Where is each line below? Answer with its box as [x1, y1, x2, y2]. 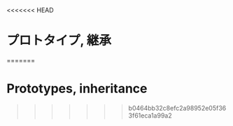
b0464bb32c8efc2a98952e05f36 [128, 104, 227, 112]
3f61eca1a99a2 [128, 111, 172, 120]
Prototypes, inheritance [6, 80, 148, 97]
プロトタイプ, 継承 [6, 33, 112, 48]
